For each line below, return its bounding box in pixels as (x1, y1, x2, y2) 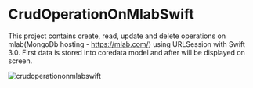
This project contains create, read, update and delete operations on (8, 31, 226, 40)
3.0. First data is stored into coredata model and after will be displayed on (8, 48, 245, 57)
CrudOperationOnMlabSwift (8, 5, 194, 23)
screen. (8, 56, 33, 65)
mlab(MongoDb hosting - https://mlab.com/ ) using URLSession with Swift (8, 39, 245, 48)
